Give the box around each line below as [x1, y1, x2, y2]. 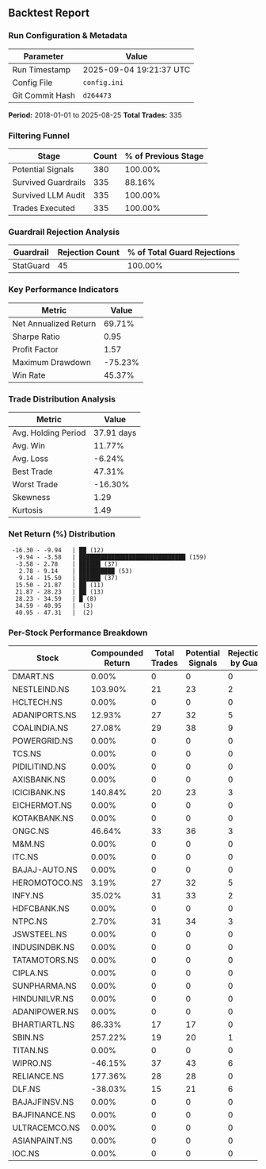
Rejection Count [57, 247, 120, 258]
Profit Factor [12, 344, 59, 355]
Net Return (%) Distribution [8, 528, 116, 539]
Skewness [12, 491, 51, 502]
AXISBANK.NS [12, 774, 66, 785]
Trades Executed [12, 202, 75, 213]
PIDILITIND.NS [12, 761, 66, 772]
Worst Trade [12, 479, 59, 490]
